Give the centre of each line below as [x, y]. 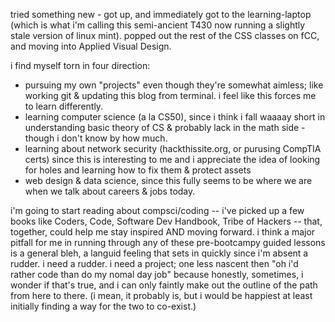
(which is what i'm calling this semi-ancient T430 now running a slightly [158, 25]
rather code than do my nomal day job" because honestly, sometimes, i [157, 274]
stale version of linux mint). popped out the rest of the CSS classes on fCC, [165, 35]
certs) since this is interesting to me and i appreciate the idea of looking [172, 159]
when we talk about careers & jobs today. [110, 191]
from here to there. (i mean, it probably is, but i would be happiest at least [161, 295]
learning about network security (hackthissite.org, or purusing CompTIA [173, 148]
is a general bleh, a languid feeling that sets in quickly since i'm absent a [159, 253]
